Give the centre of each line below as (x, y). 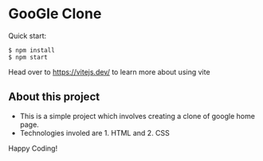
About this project (54, 97)
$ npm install (32, 50)
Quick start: (27, 36)
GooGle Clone (55, 14)
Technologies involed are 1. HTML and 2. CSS (94, 132)
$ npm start (28, 57)
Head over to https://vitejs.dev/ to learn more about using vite (109, 71)
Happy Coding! (33, 148)
